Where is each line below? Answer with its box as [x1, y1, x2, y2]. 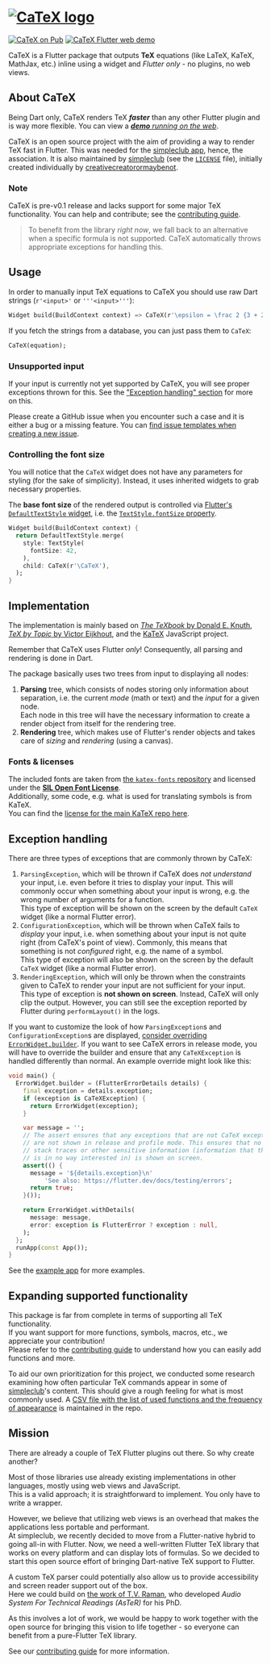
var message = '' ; [23, 1124, 85, 1132]
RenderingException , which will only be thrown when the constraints [19, 972, 246, 982]
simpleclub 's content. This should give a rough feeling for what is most [8, 1386, 244, 1396]
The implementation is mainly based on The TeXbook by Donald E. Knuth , [8, 621, 252, 630]
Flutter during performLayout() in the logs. [19, 1006, 161, 1016]
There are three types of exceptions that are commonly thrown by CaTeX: [8, 854, 252, 863]
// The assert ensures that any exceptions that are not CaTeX [23, 1131, 240, 1139]
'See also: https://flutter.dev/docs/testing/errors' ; [44, 1177, 232, 1185]
